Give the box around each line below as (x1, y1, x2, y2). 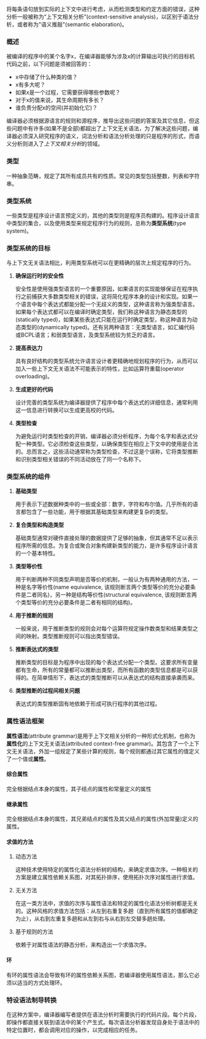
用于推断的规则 (15, 612, 53, 619)
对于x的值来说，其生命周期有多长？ (15, 96, 105, 104)
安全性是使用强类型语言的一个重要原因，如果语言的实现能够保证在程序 (15, 285, 193, 293)
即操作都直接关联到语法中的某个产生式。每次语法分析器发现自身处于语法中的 (6, 1018, 200, 1025)
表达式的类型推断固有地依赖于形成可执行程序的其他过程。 (15, 700, 161, 707)
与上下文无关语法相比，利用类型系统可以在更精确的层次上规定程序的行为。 (6, 259, 194, 267)
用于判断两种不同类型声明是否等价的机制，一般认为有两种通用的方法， (15, 576, 193, 583)
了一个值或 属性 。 (6, 755, 50, 763)
